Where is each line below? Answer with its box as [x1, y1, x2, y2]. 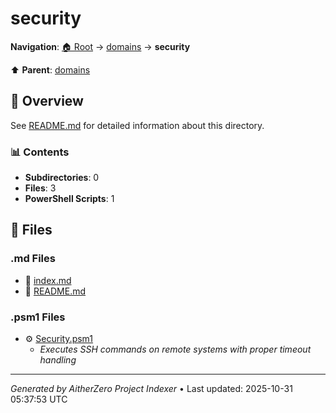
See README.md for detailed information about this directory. [10, 119, 265, 131]
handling [39, 354, 77, 366]
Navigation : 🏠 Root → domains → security [10, 40, 191, 52]
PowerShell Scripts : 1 [24, 193, 115, 205]
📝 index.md [24, 274, 72, 286]
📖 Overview [10, 93, 84, 110]
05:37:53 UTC [10, 393, 68, 406]
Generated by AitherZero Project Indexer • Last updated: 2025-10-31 [10, 383, 293, 395]
